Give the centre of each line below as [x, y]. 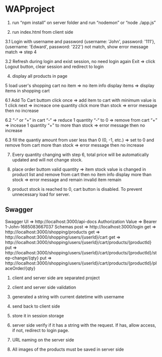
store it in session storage [38, 315]
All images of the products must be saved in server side [68, 349]
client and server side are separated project [56, 278]
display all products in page [40, 76]
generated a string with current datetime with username [68, 296]
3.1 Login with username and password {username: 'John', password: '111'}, [80, 41]
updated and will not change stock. [47, 159]
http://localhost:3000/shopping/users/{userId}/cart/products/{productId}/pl [81, 263]
